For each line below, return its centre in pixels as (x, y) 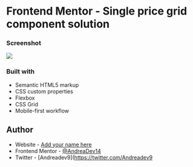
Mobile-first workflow (42, 111)
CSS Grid (26, 104)
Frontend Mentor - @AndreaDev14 (58, 151)
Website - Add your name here (53, 145)
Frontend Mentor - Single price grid (97, 11)
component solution (58, 24)
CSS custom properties (44, 91)
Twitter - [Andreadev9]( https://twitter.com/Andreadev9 (84, 157)
